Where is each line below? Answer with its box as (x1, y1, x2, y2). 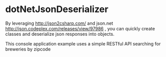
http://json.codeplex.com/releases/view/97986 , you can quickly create (5, 25, 155, 31)
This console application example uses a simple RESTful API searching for (5, 40, 161, 46)
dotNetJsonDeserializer (5, 4, 108, 15)
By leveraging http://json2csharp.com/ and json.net (5, 20, 114, 26)
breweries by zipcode (5, 46, 51, 52)
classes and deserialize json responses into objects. (5, 31, 115, 37)
